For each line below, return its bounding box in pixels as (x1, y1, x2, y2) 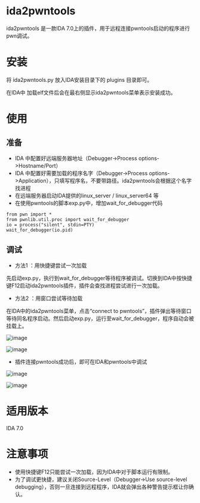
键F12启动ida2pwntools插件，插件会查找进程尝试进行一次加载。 (6, 282, 163, 289)
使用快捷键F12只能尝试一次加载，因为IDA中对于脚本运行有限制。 (14, 468, 174, 476)
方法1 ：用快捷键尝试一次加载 (14, 262, 87, 269)
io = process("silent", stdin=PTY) (6, 222, 95, 228)
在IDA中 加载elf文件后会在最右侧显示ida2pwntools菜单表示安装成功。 (6, 88, 176, 96)
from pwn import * (6, 211, 52, 217)
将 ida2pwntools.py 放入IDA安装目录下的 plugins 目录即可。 (6, 76, 153, 83)
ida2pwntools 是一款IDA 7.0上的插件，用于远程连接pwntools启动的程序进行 (6, 24, 190, 32)
